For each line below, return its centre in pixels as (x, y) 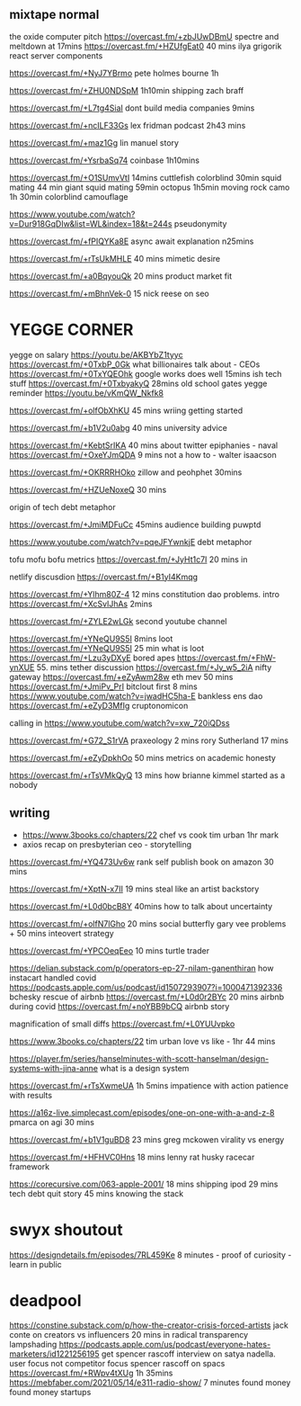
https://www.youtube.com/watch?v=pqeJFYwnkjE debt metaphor (131, 542)
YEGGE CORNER (71, 330)
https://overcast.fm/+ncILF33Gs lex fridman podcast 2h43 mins (128, 125)
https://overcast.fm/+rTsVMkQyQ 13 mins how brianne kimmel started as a (147, 775)
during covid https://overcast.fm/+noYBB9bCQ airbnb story (120, 1006)
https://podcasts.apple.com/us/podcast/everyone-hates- (165, 1345)
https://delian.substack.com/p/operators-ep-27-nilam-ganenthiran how (142, 968)
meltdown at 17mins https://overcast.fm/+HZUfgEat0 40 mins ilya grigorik (146, 46)
